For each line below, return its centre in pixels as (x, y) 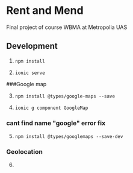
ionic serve (30, 73)
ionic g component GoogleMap (51, 108)
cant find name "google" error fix (56, 123)
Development (32, 46)
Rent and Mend (45, 11)
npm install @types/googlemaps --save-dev (69, 137)
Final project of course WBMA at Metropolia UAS (67, 27)
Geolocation (25, 151)
